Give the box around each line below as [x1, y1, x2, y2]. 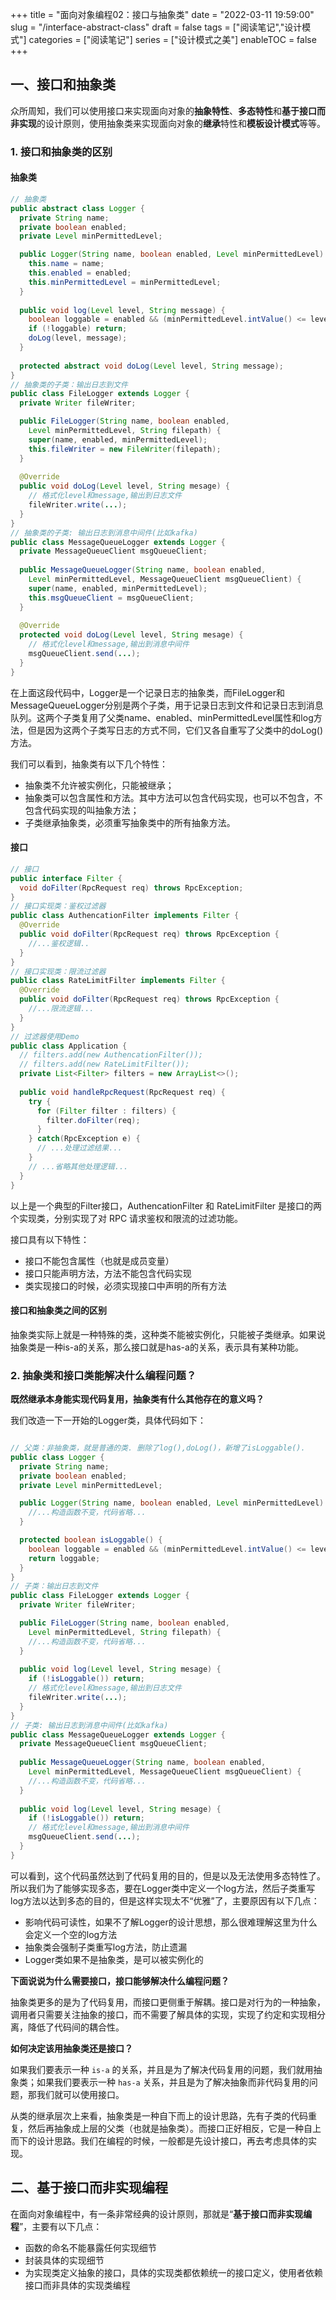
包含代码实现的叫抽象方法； [24, 804, 140, 816]
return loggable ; [28, 1553, 101, 1563]
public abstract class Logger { [10, 203, 145, 213]
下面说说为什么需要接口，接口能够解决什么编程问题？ [10, 1974, 230, 1987]
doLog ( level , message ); [28, 333, 128, 343]
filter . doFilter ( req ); [46, 1115, 141, 1125]
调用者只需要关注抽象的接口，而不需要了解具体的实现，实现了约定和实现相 [10, 2008, 317, 2020]
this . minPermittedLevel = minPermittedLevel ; [28, 277, 222, 287]
